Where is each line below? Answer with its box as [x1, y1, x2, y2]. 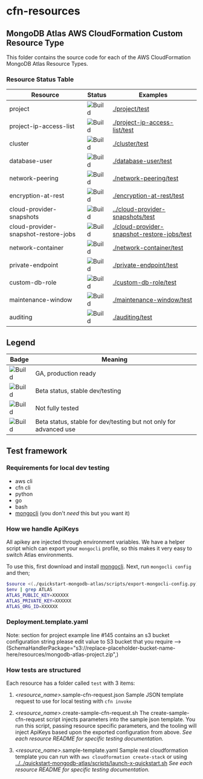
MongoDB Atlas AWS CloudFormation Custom [6, 28, 183, 39]
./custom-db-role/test [112, 278, 177, 287]
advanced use [35, 425, 76, 434]
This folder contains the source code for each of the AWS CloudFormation [6, 54, 191, 61]
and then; [6, 569, 30, 577]
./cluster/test [112, 139, 149, 148]
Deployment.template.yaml [6, 618, 89, 626]
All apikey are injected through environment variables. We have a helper [6, 539, 185, 546]
